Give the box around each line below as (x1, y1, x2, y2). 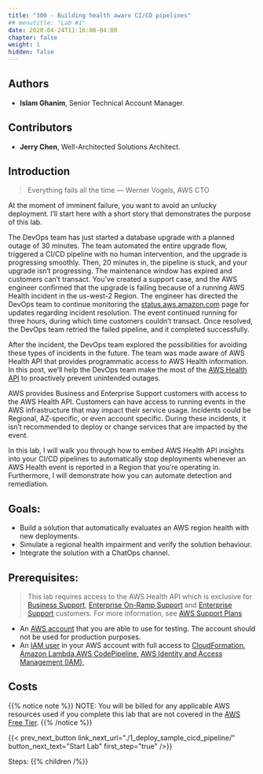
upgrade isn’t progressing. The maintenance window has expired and (8, 266, 233, 276)
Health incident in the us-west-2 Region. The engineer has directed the (8, 291, 238, 301)
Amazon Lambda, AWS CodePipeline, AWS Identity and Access (19, 649, 223, 658)
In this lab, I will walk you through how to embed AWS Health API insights (8, 446, 245, 455)
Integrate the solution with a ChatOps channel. (19, 548, 170, 557)
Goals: (8, 502, 41, 516)
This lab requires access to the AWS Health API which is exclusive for (27, 592, 253, 602)
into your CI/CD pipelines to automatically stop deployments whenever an (8, 454, 246, 464)
